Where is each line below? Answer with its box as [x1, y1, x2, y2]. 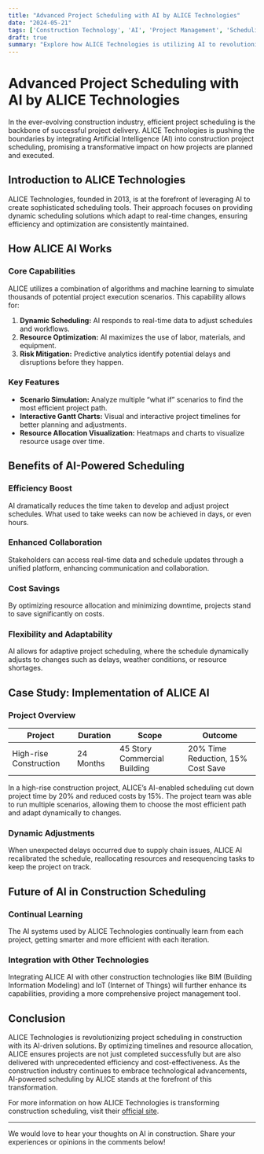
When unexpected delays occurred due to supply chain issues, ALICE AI [8, 846, 243, 855]
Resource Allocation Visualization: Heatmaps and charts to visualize [19, 428, 245, 437]
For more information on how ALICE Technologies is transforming [8, 1098, 220, 1108]
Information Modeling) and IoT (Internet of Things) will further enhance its [8, 980, 247, 990]
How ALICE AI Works [8, 242, 112, 255]
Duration [77, 730, 112, 741]
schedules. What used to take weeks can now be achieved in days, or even [8, 509, 251, 519]
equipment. [19, 340, 57, 350]
